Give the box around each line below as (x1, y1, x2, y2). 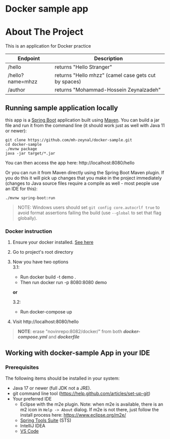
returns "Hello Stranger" (55, 64, 112, 71)
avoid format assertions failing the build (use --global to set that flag (17, 210, 161, 216)
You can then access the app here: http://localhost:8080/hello (5, 159, 135, 166)
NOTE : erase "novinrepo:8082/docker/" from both (17, 329, 122, 335)
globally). (17, 215, 37, 221)
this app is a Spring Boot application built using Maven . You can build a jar (5, 117, 160, 123)
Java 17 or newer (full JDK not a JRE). (12, 385, 92, 391)
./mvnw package (5, 146, 37, 151)
